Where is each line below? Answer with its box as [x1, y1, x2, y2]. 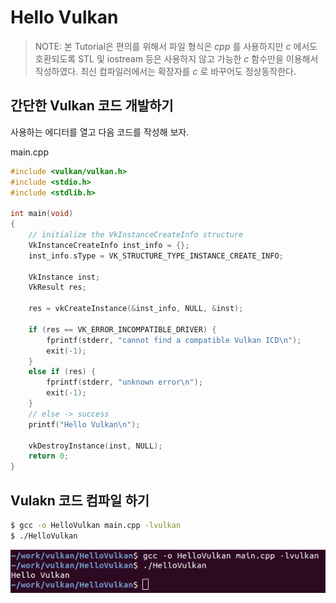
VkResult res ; [28, 282, 87, 293]
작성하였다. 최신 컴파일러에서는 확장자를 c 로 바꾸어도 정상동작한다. [34, 65, 297, 77]
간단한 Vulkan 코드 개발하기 [10, 97, 174, 115]
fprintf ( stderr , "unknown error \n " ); [46, 377, 203, 388]
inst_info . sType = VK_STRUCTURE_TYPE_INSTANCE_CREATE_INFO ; [28, 251, 284, 261]
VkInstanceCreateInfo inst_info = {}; [28, 240, 190, 250]
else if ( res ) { [28, 367, 97, 377]
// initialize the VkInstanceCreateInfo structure [28, 230, 244, 240]
